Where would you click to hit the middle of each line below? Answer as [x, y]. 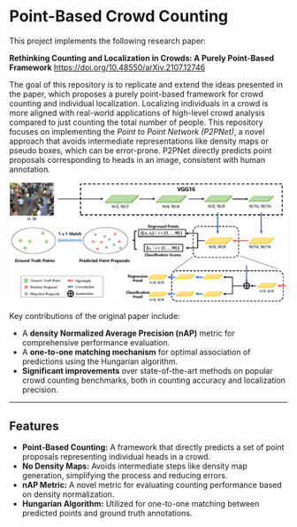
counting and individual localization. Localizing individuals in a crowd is [139, 103]
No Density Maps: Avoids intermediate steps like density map [134, 466]
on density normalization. [68, 494]
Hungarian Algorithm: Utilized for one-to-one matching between [141, 504]
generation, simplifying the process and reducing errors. [125, 476]
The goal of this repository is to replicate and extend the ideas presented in [146, 84]
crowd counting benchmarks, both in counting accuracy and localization [153, 380]
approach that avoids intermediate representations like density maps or [139, 141]
